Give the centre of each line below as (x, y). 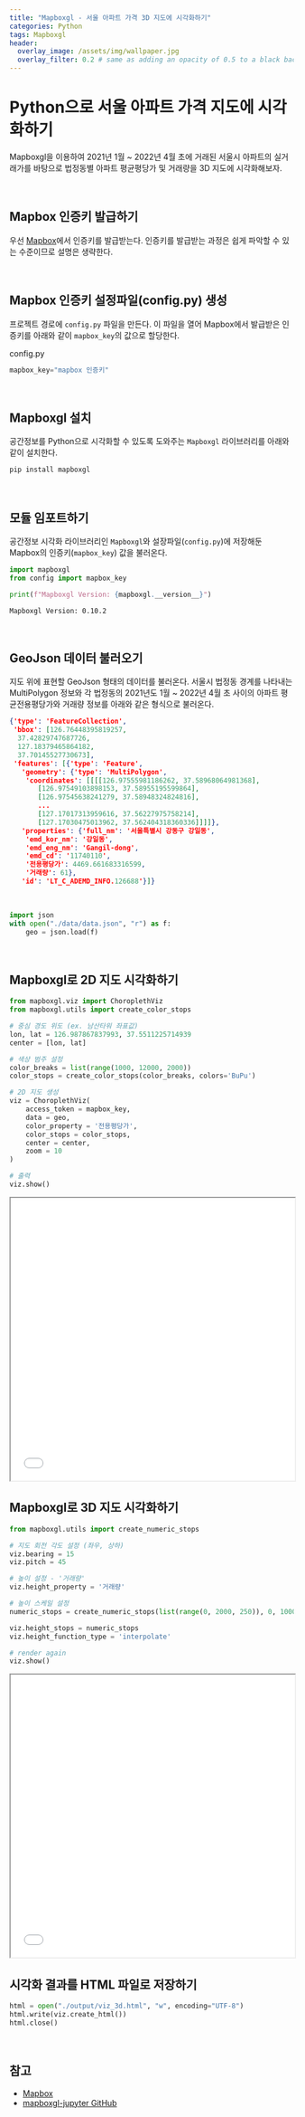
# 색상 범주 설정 (36, 1059)
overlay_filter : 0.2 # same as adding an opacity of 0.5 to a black (149, 60)
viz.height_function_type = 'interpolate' (90, 1637)
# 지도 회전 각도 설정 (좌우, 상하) (67, 1545)
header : (24, 43)
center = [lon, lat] (48, 1043)
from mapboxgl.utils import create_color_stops (101, 1010)
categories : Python (46, 26)
